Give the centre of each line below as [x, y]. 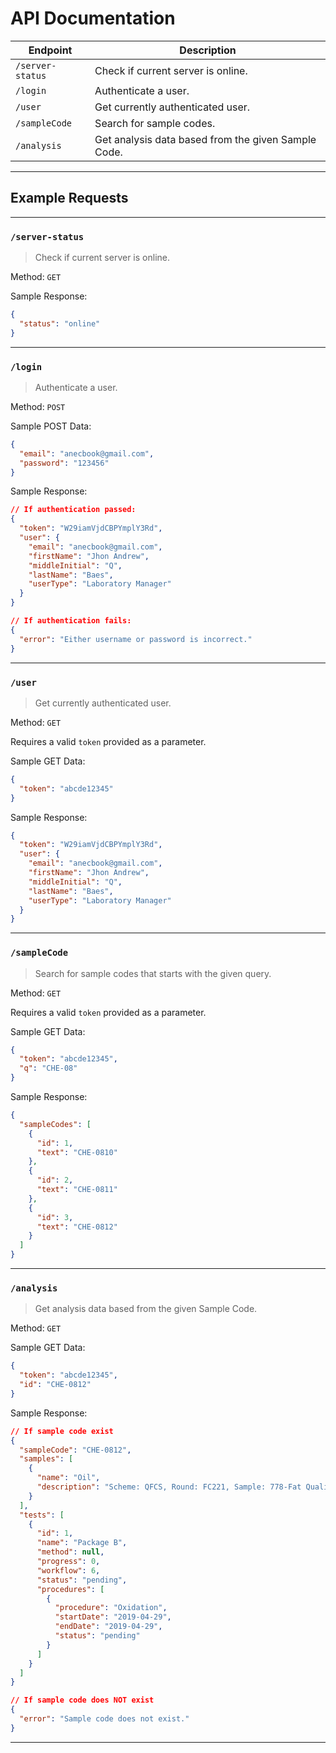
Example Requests [69, 198]
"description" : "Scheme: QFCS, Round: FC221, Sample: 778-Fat [169, 1487]
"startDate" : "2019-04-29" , [113, 1617]
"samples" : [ [46, 1459]
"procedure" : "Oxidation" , [111, 1608]
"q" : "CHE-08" [48, 1068]
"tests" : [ [42, 1515]
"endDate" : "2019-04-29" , [108, 1627]
